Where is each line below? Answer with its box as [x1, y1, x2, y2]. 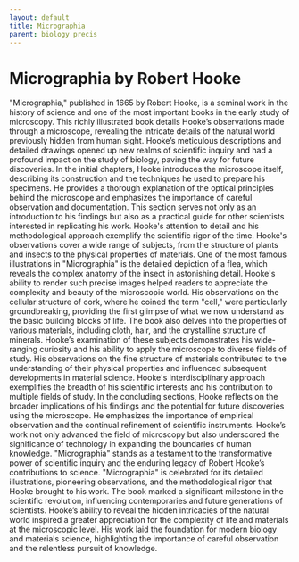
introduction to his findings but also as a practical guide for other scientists [9, 211, 285, 222]
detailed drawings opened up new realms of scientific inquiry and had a [9, 145, 273, 156]
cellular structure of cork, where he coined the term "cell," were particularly [9, 296, 287, 308]
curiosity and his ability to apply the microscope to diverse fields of [39, 344, 287, 355]
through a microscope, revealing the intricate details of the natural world [9, 126, 275, 136]
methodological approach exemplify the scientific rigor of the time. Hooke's [9, 230, 287, 241]
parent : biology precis [9, 29, 98, 38]
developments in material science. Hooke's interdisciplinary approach [9, 372, 266, 384]
